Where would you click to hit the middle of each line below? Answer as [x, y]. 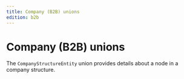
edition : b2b [23, 17]
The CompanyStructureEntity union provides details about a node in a [92, 63]
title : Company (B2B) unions [43, 12]
